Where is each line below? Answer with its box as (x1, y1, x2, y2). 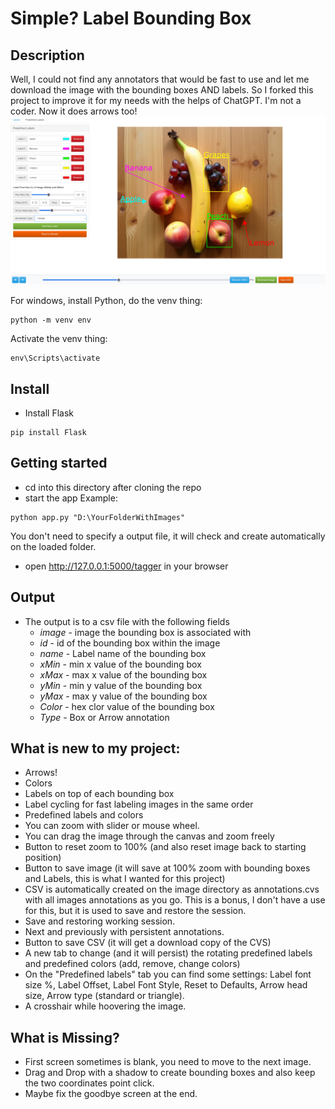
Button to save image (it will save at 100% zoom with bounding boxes (24, 862, 311, 874)
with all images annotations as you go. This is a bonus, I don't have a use (24, 894, 326, 906)
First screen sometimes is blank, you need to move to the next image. (24, 1056, 312, 1068)
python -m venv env (10, 315, 92, 326)
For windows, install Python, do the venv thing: (10, 295, 203, 307)
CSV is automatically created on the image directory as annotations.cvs (24, 883, 320, 896)
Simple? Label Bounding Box (10, 7, 252, 30)
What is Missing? (10, 1029, 120, 1046)
